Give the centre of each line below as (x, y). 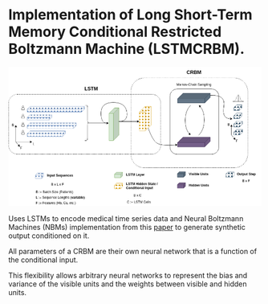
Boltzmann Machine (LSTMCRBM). (126, 49)
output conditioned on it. (49, 236)
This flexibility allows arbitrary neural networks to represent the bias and (128, 276)
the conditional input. (43, 260)
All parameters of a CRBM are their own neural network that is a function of (133, 252)
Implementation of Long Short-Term (130, 15)
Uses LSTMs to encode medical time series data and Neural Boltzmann (126, 219)
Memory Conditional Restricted (115, 32)
